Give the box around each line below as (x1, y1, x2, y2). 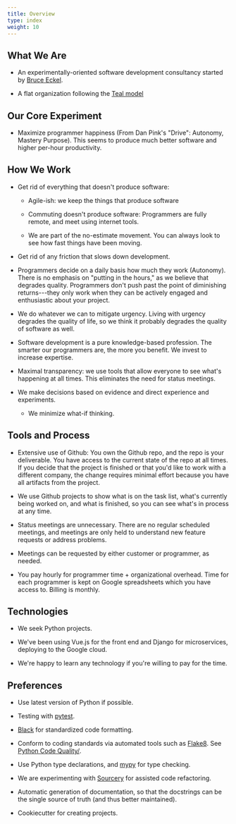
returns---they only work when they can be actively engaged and (17, 288, 208, 297)
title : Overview (7, 10, 55, 18)
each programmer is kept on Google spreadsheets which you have (17, 577, 211, 586)
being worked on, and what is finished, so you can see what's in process (17, 499, 229, 508)
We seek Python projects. (17, 625, 93, 633)
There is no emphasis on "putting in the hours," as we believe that (17, 273, 209, 282)
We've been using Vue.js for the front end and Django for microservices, (17, 638, 228, 646)
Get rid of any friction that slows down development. (17, 252, 170, 261)
